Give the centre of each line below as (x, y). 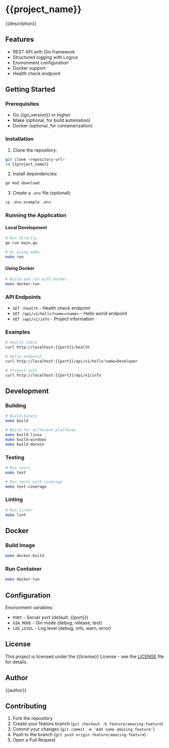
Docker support (29, 68)
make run (15, 257)
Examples (18, 332)
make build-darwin (25, 444)
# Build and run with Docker (36, 279)
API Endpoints (23, 297)
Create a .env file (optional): (42, 193)
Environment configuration (40, 63)
